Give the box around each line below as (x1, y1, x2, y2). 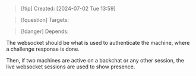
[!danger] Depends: (20, 28, 69, 35)
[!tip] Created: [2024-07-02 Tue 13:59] (20, 5, 116, 12)
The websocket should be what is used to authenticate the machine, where (6, 39, 190, 46)
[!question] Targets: (20, 16, 69, 23)
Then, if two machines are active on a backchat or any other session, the (6, 57, 184, 64)
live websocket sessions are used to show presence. (6, 63, 135, 70)
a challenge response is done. (6, 45, 80, 52)
